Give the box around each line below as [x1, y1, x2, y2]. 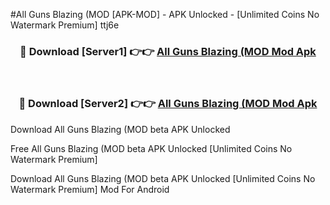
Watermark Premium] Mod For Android [10, 183, 170, 195]
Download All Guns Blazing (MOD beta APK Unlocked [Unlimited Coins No [10, 172, 316, 184]
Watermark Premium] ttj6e [10, 19, 120, 31]
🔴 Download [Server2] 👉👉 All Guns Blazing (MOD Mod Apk [18, 97, 318, 111]
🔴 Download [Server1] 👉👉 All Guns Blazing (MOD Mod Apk [19, 44, 317, 58]
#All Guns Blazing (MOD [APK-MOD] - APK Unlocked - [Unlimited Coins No [10, 9, 320, 20]
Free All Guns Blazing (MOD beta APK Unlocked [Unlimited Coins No [10, 142, 293, 154]
